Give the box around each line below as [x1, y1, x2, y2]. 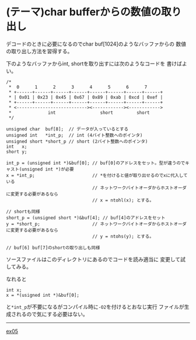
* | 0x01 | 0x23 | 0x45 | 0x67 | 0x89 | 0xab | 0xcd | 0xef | [8, 94, 163, 100]
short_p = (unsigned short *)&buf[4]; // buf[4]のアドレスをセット [6, 214, 166, 221]
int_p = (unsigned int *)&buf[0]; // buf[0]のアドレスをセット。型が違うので [6, 160, 185, 166]
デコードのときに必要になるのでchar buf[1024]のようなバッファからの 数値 [6, 40, 187, 47]
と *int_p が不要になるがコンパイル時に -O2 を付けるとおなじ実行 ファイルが [6, 303, 185, 310]
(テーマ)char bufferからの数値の [6, 5, 162, 19]
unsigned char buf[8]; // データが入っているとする [6, 126, 129, 132]
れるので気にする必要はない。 [16, 310, 89, 317]
